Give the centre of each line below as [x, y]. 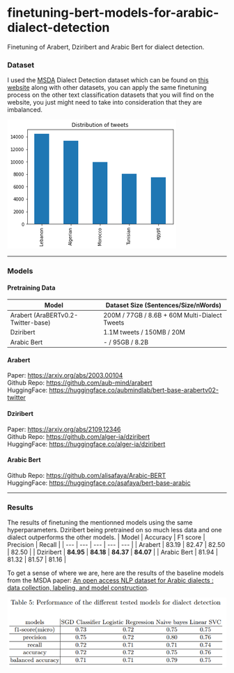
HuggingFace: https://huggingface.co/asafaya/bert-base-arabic [99, 483]
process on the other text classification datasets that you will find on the [111, 95]
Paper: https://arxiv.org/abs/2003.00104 [65, 376]
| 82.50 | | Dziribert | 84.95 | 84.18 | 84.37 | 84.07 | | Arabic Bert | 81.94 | [112, 552]
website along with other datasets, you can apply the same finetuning [107, 88]
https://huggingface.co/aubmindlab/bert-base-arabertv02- [134, 390]
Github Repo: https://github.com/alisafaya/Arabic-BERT [87, 475]
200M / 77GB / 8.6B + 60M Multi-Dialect [163, 316]
